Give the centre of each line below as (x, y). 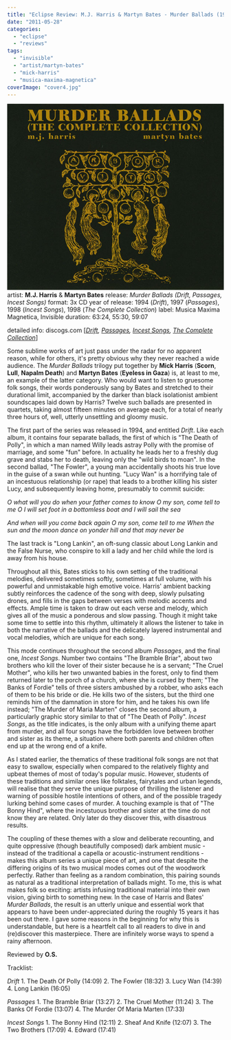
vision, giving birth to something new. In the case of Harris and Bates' (106, 897)
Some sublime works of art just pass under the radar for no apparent (104, 351)
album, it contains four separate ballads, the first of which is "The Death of (113, 438)
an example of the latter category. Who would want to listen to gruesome (110, 380)
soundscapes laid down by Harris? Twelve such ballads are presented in (110, 402)
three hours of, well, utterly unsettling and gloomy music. (88, 417)
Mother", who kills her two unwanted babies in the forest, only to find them (113, 673)
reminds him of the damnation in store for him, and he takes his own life (108, 702)
